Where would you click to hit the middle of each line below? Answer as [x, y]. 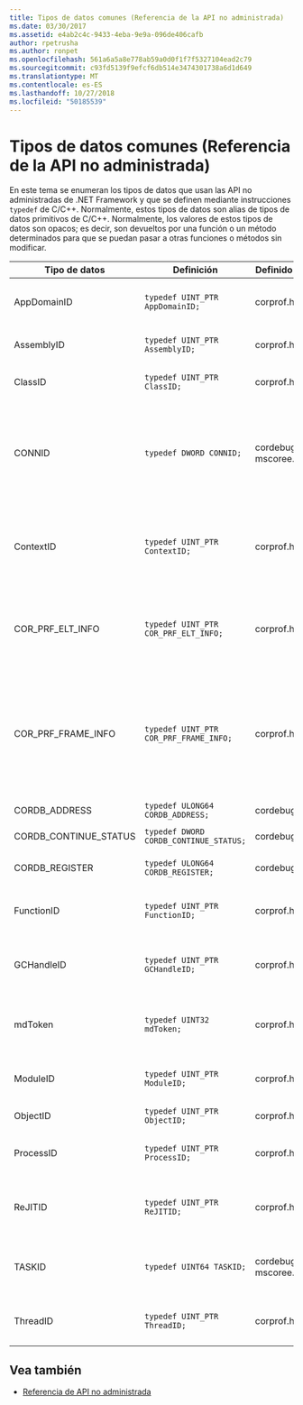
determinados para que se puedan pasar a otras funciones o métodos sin [146, 238]
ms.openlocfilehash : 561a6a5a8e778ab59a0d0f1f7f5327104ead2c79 [131, 60]
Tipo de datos [75, 270]
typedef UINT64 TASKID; [195, 1267]
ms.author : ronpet [44, 51]
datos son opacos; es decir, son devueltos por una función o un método [143, 229]
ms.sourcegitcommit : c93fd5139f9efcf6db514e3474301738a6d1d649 [131, 69]
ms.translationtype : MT [54, 77]
